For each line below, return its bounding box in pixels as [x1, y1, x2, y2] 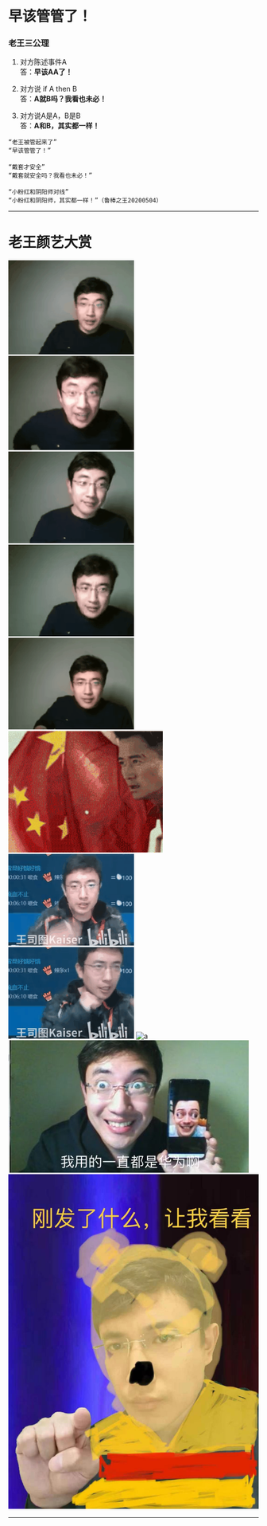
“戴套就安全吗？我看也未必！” [8, 172, 93, 180]
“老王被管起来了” [8, 139, 57, 147]
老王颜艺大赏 [8, 233, 93, 251]
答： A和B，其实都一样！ [19, 121, 100, 131]
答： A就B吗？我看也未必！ [19, 94, 107, 104]
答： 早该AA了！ [19, 67, 73, 76]
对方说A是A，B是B [19, 111, 81, 120]
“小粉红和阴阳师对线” [8, 188, 69, 196]
